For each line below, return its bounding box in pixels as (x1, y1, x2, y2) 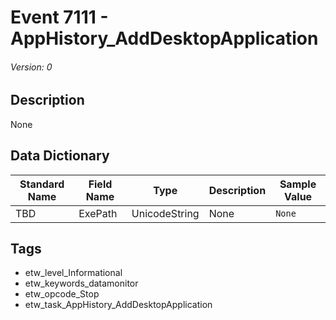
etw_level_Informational (24, 267, 123, 279)
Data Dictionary (10, 147, 110, 165)
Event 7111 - (10, 6, 109, 29)
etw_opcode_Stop (24, 288, 100, 300)
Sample (279, 177, 317, 191)
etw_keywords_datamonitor (24, 277, 139, 290)
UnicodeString (131, 206, 200, 220)
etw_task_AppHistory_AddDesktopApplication (24, 299, 213, 311)
